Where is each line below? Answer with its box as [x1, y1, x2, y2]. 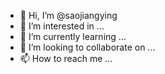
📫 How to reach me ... [19, 53, 113, 64]
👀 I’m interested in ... [19, 20, 105, 32]
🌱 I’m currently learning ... [19, 31, 127, 42]
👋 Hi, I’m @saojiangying [19, 10, 118, 21]
